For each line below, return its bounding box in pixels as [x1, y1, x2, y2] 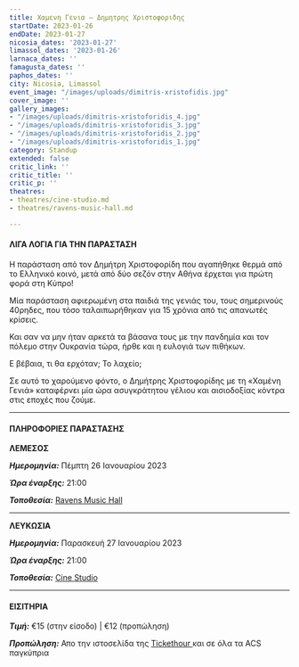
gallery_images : [9, 104, 69, 113]
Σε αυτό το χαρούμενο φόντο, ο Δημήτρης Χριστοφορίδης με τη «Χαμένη [9, 375, 282, 386]
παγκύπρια [9, 647, 50, 658]
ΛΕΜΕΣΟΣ [9, 443, 49, 454]
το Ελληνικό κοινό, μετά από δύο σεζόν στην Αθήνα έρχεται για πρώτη [9, 268, 273, 279]
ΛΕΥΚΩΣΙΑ [9, 521, 52, 531]
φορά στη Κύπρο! [9, 277, 74, 288]
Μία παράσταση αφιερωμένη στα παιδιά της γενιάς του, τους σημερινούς [9, 295, 284, 306]
